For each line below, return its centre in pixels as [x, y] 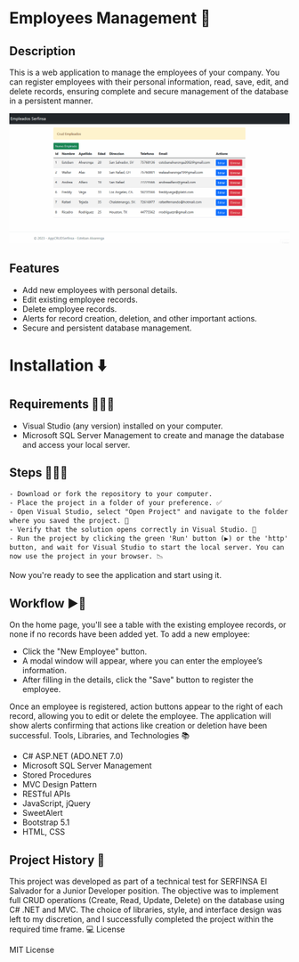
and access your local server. [76, 444]
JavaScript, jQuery [56, 803]
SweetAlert [43, 813]
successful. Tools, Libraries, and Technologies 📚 [99, 736]
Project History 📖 [57, 860]
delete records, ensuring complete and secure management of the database [149, 91]
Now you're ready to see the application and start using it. [116, 575]
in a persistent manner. [51, 101]
